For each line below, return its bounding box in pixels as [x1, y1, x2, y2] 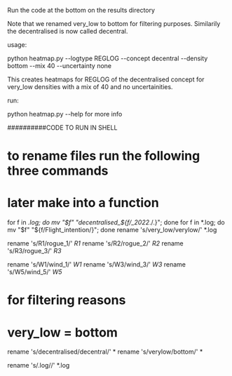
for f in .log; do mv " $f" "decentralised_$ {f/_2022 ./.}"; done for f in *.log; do [7, 218, 226, 227]
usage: [7, 41, 27, 48]
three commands [7, 163, 109, 179]
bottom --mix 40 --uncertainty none [7, 62, 112, 69]
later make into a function [7, 195, 159, 211]
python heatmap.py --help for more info [7, 110, 123, 118]
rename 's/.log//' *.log [7, 361, 70, 370]
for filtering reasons [7, 293, 126, 308]
